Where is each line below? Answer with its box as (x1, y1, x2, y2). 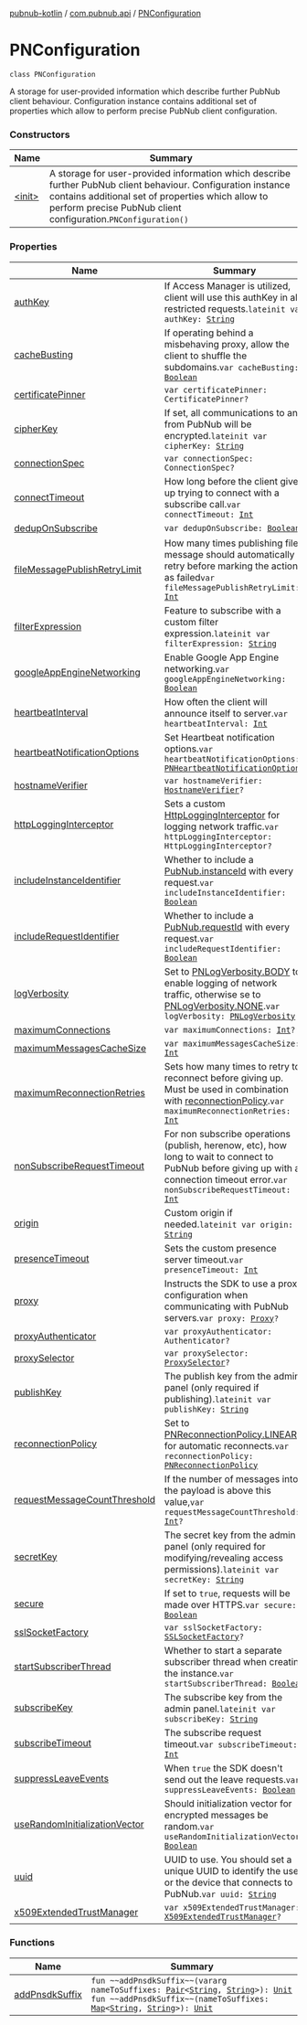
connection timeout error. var (164, 1173, 288, 1186)
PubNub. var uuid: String (164, 1887, 277, 1900)
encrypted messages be (164, 1808, 269, 1821)
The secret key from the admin (164, 1529, 296, 1541)
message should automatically (164, 548, 295, 560)
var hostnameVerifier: (164, 775, 263, 785)
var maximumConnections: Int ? (164, 1024, 296, 1035)
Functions (9, 1936, 55, 1949)
